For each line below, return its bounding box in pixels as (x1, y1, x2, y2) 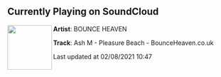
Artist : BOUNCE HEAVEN (53, 24, 127, 33)
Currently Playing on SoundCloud (7, 6, 159, 18)
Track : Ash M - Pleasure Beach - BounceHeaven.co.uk (53, 38, 215, 47)
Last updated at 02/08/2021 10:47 (53, 52, 153, 61)
